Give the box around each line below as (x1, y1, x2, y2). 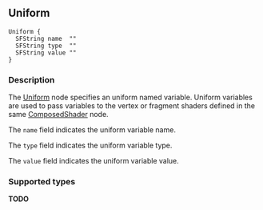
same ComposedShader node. (8, 110, 110, 119)
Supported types (8, 176, 76, 188)
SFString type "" (15, 42, 78, 50)
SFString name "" (15, 34, 78, 42)
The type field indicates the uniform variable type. (8, 140, 173, 151)
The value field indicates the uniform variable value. (8, 156, 180, 166)
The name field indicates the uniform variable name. (8, 125, 176, 135)
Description (8, 74, 55, 85)
